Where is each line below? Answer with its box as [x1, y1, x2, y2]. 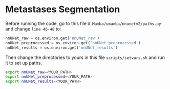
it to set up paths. [5, 60, 42, 66]
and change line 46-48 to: [5, 25, 61, 32]
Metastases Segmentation [5, 4, 120, 15]
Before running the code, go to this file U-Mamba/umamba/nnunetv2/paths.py [5, 20, 161, 26]
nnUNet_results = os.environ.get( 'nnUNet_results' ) [5, 45, 118, 50]
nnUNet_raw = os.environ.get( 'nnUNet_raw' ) [5, 36, 100, 41]
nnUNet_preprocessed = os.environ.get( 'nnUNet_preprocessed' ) [5, 40, 141, 45]
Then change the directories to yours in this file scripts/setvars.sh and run [5, 54, 165, 61]
